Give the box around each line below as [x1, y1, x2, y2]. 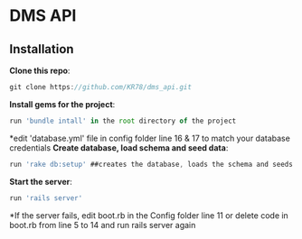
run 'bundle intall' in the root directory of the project [9, 116, 237, 125]
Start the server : [9, 176, 72, 187]
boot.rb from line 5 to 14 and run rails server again [9, 219, 196, 230]
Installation [9, 41, 74, 57]
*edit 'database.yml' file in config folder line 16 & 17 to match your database [9, 133, 291, 143]
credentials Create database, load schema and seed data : [9, 142, 229, 153]
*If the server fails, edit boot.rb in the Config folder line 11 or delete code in [9, 209, 289, 221]
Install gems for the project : [9, 98, 116, 109]
